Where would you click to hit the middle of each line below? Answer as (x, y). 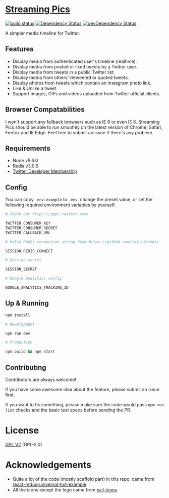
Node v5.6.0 (25, 161)
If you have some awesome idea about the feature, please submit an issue (82, 389)
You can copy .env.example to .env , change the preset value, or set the (79, 200)
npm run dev (18, 333)
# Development (20, 324)
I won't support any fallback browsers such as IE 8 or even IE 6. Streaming (82, 122)
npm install (18, 315)
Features (19, 49)
